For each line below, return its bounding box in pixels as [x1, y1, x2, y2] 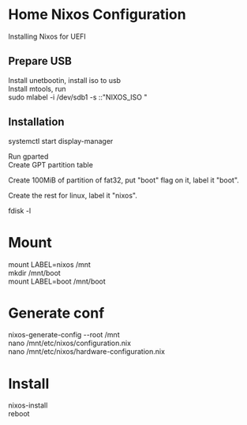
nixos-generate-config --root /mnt [8, 330, 120, 340]
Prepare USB [8, 55, 73, 68]
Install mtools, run [8, 84, 66, 93]
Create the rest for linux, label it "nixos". [8, 190, 138, 200]
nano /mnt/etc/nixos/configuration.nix [8, 338, 132, 348]
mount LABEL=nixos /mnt [8, 259, 91, 269]
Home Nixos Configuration [8, 6, 187, 24]
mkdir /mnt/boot [8, 268, 61, 277]
